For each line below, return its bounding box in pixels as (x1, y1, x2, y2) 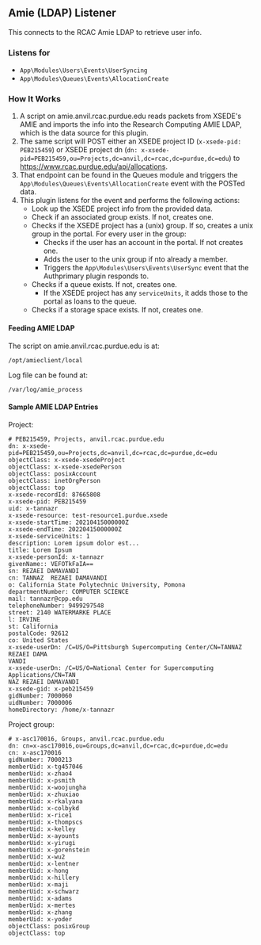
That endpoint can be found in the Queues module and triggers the (19, 170, 239, 180)
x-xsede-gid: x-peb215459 (8, 685, 93, 693)
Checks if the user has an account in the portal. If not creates (43, 238, 244, 247)
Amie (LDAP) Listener (8, 6, 116, 20)
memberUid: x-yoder (8, 915, 73, 923)
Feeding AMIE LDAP (8, 323, 75, 332)
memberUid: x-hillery (8, 874, 80, 882)
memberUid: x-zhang (8, 908, 73, 916)
